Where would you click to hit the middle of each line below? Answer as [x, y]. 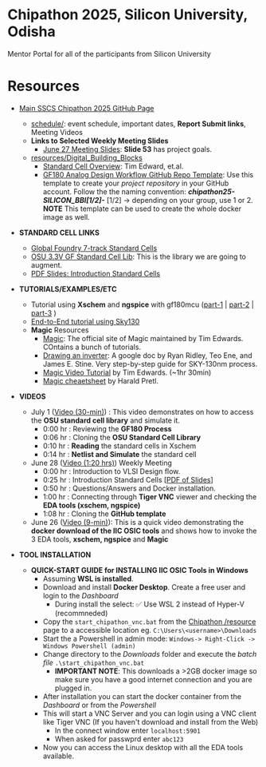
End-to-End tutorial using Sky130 [85, 321]
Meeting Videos [57, 132]
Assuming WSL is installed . [88, 578]
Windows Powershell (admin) [89, 646]
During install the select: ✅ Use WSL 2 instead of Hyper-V [149, 604]
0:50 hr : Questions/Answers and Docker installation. [129, 488]
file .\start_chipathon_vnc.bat [94, 662]
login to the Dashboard [80, 595]
